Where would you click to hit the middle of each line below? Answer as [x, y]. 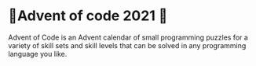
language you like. [38, 54]
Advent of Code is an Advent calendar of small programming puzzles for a [128, 37]
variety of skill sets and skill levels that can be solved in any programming [127, 45]
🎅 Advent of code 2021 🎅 [88, 16]
